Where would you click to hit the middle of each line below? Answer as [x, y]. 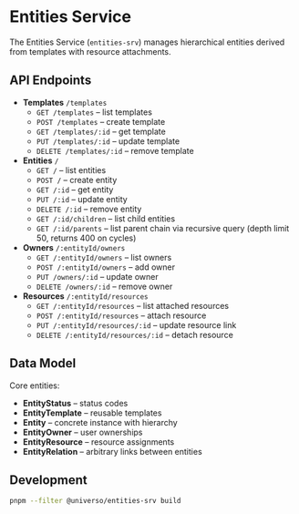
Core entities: [35, 385]
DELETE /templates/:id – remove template [115, 150]
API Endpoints [51, 81]
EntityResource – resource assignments [98, 442]
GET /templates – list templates [94, 112]
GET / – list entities [71, 170]
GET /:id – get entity [75, 190]
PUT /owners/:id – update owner [97, 276]
